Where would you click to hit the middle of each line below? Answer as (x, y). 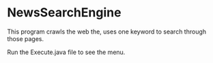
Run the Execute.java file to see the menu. (66, 52)
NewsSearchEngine (64, 13)
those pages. (26, 38)
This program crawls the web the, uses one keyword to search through (107, 32)
